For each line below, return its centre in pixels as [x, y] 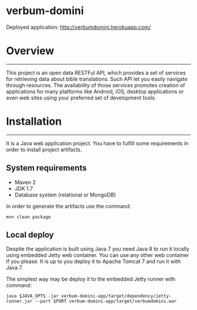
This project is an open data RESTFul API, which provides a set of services [96, 72]
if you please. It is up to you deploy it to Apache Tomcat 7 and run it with [94, 261]
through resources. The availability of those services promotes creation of [96, 85]
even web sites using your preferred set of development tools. [81, 98]
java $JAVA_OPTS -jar [33, 296]
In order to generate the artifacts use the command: [69, 206]
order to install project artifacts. [44, 149]
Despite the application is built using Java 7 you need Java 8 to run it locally [98, 249]
